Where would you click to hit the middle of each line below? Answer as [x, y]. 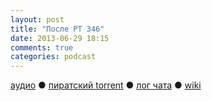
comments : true [42, 47]
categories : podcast [53, 57]
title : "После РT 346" [57, 29]
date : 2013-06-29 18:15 [60, 38]
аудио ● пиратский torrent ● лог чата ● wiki [106, 85]
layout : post [37, 19]
